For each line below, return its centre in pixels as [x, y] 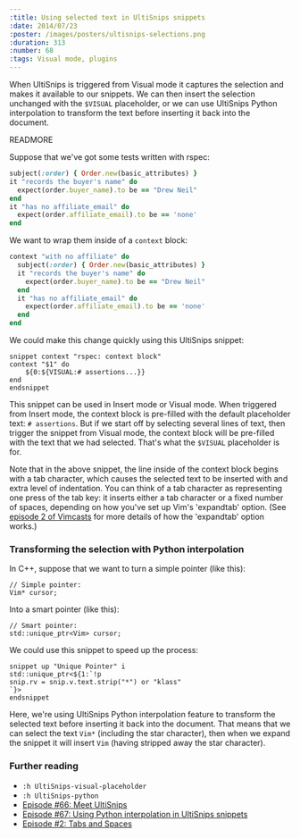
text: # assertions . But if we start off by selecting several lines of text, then [147, 423]
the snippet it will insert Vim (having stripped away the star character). [137, 743]
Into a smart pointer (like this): [64, 609]
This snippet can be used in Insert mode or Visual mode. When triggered [143, 404]
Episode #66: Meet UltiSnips [75, 804]
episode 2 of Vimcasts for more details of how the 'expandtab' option [137, 516]
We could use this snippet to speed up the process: [104, 650]
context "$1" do [39, 365]
